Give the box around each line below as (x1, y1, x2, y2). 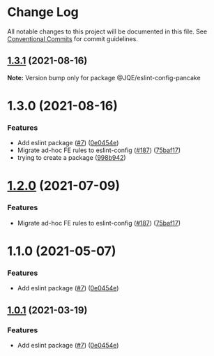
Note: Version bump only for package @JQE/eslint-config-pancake (7, 73, 201, 82)
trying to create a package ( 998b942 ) (17, 154, 127, 162)
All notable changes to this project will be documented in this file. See (7, 27, 208, 36)
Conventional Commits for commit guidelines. (7, 34, 138, 43)
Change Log (7, 4, 79, 20)
